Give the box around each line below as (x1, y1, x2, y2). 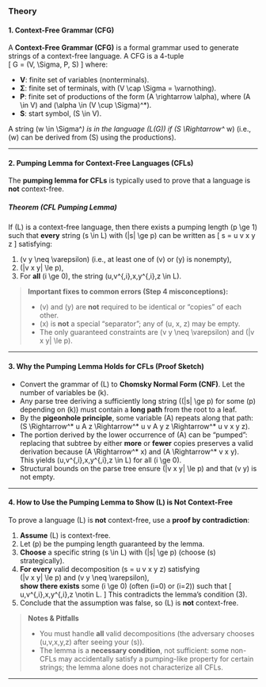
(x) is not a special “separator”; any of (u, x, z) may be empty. (39, 319, 241, 328)
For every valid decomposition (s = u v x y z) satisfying (19, 564, 200, 574)
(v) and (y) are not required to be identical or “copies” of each (39, 302, 242, 312)
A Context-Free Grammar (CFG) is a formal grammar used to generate (8, 43, 239, 52)
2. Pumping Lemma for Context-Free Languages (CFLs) (8, 158, 194, 167)
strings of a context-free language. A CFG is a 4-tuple (8, 52, 184, 61)
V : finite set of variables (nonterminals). (19, 75, 150, 85)
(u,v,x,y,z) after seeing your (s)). (39, 637, 145, 647)
